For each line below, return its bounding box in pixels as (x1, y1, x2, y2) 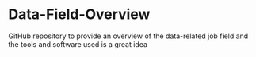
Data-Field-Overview (8, 5, 151, 23)
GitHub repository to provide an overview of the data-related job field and (8, 31, 249, 41)
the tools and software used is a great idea (8, 39, 148, 48)
